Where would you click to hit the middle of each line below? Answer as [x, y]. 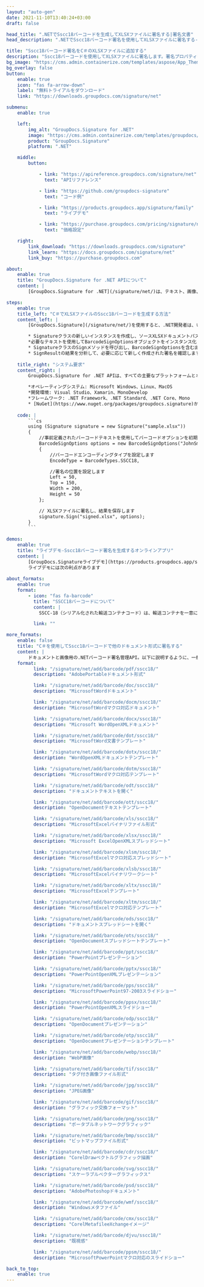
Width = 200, [66, 489]
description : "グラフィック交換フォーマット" [85, 1108]
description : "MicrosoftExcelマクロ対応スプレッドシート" [102, 858]
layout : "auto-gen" [31, 12]
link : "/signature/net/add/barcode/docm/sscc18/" [97, 702]
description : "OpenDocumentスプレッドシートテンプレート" [102, 941]
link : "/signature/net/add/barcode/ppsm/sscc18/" [97, 1252]
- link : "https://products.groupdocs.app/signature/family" [116, 208]
